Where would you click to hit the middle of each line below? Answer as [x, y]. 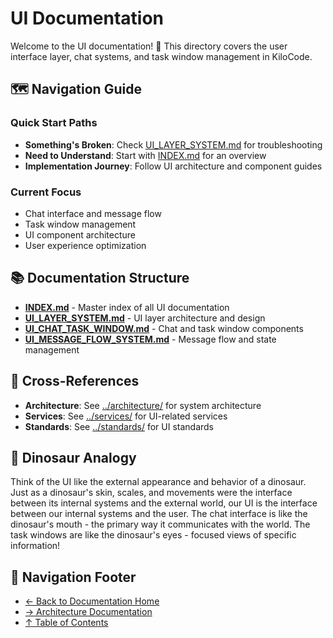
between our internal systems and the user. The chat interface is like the [159, 514]
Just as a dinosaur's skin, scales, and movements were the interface [151, 493]
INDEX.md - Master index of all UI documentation [127, 307]
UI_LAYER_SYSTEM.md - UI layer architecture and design [145, 318]
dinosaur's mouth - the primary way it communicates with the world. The [160, 524]
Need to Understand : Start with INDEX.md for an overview [145, 155]
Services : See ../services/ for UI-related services [126, 416]
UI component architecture [80, 234]
